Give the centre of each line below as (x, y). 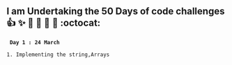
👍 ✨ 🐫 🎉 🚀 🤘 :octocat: (54, 23)
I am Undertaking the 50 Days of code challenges (116, 11)
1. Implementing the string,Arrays (58, 55)
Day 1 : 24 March (34, 42)
